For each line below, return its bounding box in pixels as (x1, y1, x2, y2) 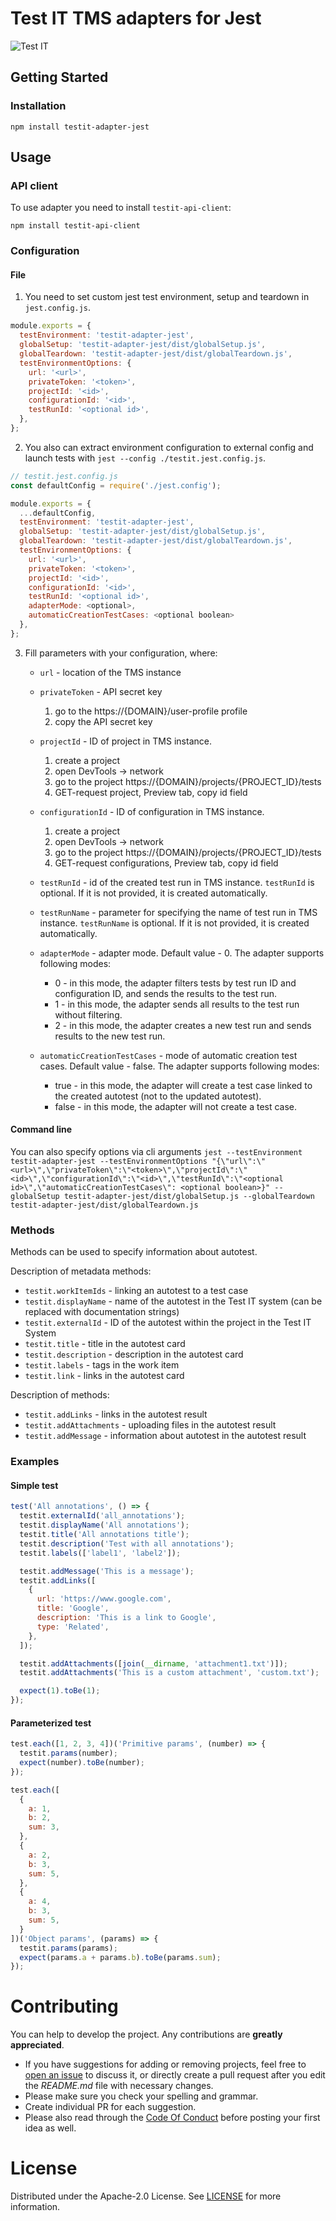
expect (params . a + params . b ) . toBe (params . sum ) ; (19, 1952, 222, 1962)
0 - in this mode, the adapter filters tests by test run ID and (54, 977, 297, 989)
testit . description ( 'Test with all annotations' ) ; (19, 1538, 235, 1549)
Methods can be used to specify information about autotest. (10, 1246, 258, 1258)
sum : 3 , (28, 1822, 60, 1832)
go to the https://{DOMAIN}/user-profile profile (54, 705, 248, 717)
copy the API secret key (54, 715, 153, 727)
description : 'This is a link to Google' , (36, 1613, 217, 1623)
